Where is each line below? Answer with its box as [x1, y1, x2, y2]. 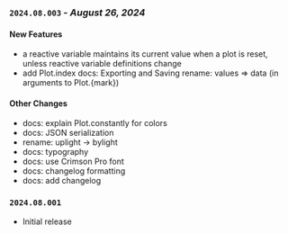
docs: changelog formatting [22, 166, 126, 176]
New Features [9, 29, 63, 40]
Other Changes [9, 97, 67, 109]
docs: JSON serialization [22, 128, 114, 139]
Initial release [22, 216, 72, 227]
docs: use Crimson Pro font [22, 156, 124, 167]
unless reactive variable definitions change [22, 58, 182, 69]
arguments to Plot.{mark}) [22, 77, 120, 88]
